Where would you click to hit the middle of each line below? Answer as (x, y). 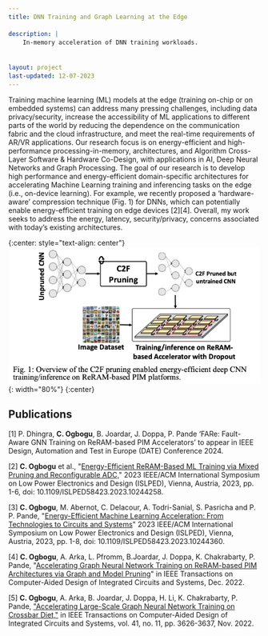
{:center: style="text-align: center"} (67, 242)
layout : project (35, 68)
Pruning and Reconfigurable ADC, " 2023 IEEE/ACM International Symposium (134, 474)
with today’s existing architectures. (66, 227)
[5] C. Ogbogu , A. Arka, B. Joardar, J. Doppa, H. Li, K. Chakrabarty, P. (123, 598)
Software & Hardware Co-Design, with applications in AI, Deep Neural (143, 159)
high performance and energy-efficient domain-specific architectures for (129, 176)
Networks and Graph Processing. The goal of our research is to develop (127, 167)
